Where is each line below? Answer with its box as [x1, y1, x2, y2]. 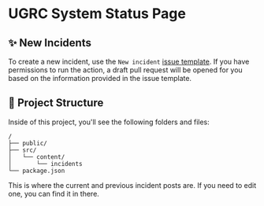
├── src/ [8, 146, 37, 154]
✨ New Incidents [8, 36, 92, 50]
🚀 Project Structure [8, 96, 104, 110]
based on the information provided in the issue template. [8, 74, 191, 83]
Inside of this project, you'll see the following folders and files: [8, 117, 210, 127]
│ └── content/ [8, 153, 65, 161]
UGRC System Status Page [8, 5, 187, 23]
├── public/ [8, 139, 47, 147]
